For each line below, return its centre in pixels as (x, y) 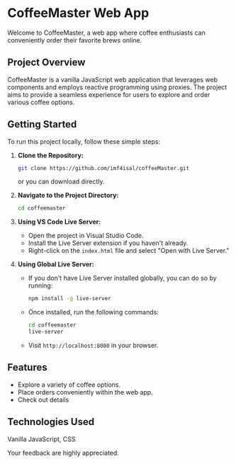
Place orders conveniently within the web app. (85, 392)
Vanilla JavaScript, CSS (41, 439)
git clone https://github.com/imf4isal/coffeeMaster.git (103, 168)
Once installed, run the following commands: (94, 312)
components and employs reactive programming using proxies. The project (117, 87)
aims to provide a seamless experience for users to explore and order (109, 94)
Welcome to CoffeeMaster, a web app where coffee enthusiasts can (106, 33)
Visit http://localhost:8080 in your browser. (93, 345)
